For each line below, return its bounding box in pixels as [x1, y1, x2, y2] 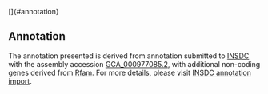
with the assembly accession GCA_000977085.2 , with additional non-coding [8, 59, 261, 69]
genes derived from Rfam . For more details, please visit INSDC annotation [8, 68, 252, 77]
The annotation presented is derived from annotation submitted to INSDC [8, 51, 250, 61]
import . [8, 76, 32, 86]
